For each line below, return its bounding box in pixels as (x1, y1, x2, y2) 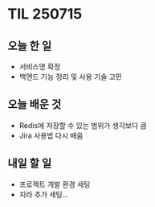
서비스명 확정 (18, 62, 61, 71)
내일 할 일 (7, 156, 52, 170)
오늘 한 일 (7, 39, 52, 52)
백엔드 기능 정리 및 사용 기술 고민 (18, 72, 122, 81)
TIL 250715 (7, 5, 83, 23)
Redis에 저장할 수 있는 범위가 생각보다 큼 (18, 120, 147, 130)
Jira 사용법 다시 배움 (18, 130, 84, 140)
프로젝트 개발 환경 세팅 (18, 179, 91, 189)
